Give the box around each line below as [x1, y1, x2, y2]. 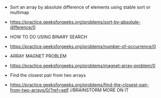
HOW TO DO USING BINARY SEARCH [9, 34, 87, 40]
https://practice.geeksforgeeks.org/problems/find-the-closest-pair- [9, 82, 150, 88]
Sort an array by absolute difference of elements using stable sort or [9, 4, 151, 10]
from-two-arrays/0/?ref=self [9, 87, 69, 93]
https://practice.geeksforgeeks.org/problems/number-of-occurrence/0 [9, 44, 156, 49]
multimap [9, 9, 29, 15]
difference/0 [9, 24, 36, 30]
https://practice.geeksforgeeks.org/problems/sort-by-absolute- [9, 19, 141, 25]
